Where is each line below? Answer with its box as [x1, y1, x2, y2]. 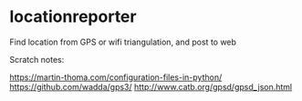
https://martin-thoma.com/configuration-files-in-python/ [9, 71, 223, 83]
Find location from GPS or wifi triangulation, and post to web [9, 36, 237, 47]
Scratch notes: [9, 54, 65, 65]
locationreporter [9, 6, 137, 27]
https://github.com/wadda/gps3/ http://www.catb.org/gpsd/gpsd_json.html [9, 81, 293, 92]
